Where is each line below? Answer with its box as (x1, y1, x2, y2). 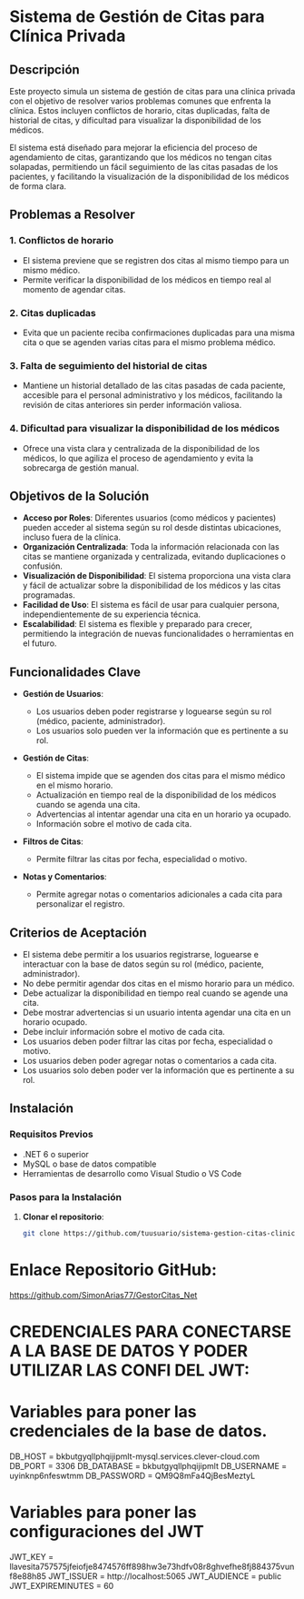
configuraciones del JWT (9, 1522, 204, 1542)
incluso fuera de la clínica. (22, 531, 121, 542)
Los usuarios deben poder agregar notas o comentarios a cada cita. (22, 1056, 277, 1067)
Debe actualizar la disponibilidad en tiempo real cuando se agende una (22, 988, 289, 998)
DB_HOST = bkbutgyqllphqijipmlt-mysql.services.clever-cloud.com (9, 1451, 260, 1462)
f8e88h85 (9, 1570, 47, 1582)
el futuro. (22, 638, 57, 649)
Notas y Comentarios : (22, 871, 107, 882)
